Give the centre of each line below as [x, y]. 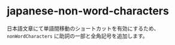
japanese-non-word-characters [88, 11]
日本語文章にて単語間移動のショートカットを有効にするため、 [83, 28]
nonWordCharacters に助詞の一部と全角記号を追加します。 [78, 36]
